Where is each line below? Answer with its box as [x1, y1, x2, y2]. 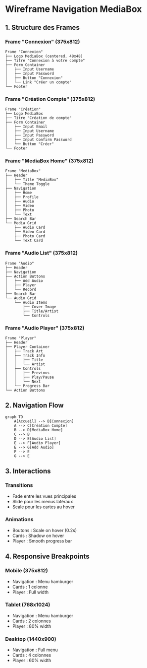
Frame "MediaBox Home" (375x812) [5, 157, 94, 164]
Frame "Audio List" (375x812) [5, 250, 78, 257]
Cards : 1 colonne [12, 584, 48, 590]
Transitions [5, 482, 33, 489]
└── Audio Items [14, 300, 48, 305]
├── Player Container [5, 344, 50, 349]
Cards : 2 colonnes [12, 618, 51, 624]
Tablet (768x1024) [5, 601, 50, 608]
